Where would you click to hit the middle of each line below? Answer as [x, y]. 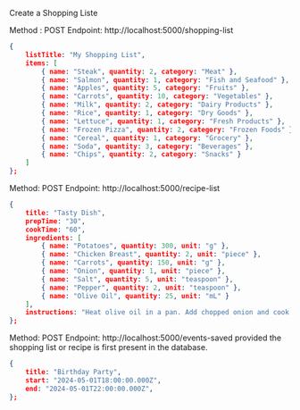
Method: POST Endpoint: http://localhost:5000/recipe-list [115, 188]
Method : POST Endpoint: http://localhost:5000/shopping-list [121, 30]
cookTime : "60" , [56, 230]
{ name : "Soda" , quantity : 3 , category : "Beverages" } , [147, 146]
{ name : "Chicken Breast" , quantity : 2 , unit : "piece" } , [151, 255]
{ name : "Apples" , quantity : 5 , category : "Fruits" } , [146, 88]
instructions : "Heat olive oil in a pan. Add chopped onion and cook [158, 313]
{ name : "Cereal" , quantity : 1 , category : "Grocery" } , [147, 138]
